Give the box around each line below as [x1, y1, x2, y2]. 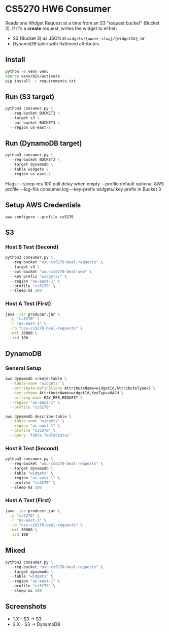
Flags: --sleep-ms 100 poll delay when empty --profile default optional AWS [5, 180, 164, 186]
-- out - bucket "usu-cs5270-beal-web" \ [10, 269, 92, 274]
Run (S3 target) [5, 92, 55, 101]
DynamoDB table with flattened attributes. [12, 40, 100, 46]
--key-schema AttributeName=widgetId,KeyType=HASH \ [10, 391, 124, 396]
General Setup [5, 365, 42, 372]
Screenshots [5, 602, 47, 611]
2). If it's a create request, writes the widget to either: [5, 25, 117, 31]
